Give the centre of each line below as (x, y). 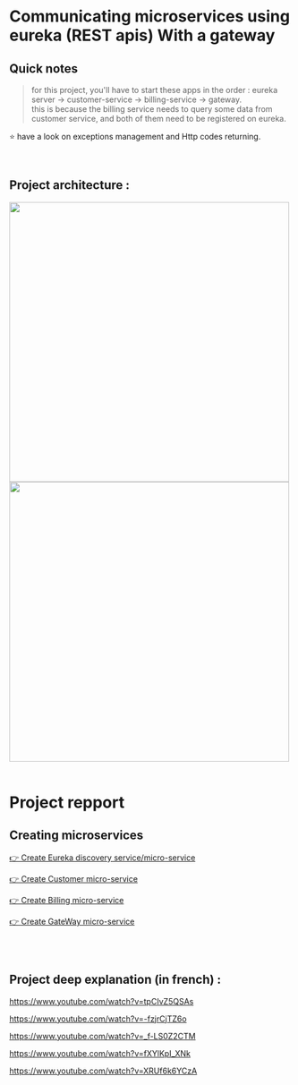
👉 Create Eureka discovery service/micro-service (102, 858)
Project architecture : (69, 185)
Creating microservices (77, 836)
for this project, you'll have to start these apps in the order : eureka (154, 90)
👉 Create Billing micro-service (67, 900)
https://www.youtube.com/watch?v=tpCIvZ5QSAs (102, 1001)
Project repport (67, 802)
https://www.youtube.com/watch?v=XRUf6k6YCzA (103, 1071)
